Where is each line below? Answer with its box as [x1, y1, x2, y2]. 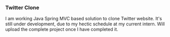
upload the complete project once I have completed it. [5, 26, 118, 32]
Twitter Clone [5, 4, 40, 11]
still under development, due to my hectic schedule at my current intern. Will [5, 21, 165, 27]
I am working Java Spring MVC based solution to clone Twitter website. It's [5, 16, 162, 22]
